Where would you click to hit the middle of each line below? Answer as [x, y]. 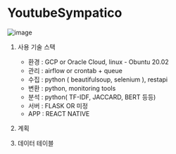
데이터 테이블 [36, 143]
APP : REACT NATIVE [59, 113]
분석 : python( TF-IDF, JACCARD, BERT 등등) [92, 97]
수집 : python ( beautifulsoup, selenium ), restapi [98, 79]
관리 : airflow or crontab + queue [75, 70]
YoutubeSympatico [65, 13]
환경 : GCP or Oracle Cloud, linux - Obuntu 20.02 [98, 62]
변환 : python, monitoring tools [72, 88]
